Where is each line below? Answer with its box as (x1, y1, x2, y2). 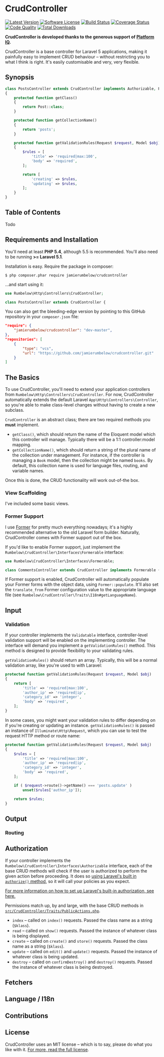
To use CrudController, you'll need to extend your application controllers (5, 386, 150, 392)
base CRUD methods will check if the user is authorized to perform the (5, 868, 147, 874)
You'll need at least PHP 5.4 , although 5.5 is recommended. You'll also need (5, 249, 158, 254)
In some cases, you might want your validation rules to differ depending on (5, 717, 156, 723)
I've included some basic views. (5, 501, 69, 506)
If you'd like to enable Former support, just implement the (5, 544, 121, 550)
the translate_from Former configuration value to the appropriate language (5, 587, 156, 593)
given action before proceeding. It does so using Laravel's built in (5, 873, 137, 879)
